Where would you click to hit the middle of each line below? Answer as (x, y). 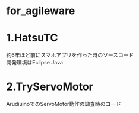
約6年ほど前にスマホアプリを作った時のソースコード (70, 55)
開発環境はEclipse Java (35, 63)
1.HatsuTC (32, 38)
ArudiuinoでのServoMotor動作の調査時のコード (64, 104)
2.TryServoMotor (50, 87)
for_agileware (41, 11)
